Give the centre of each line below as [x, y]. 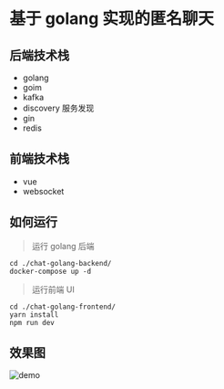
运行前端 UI [53, 289]
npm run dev [32, 322]
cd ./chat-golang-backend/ [61, 263]
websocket [43, 191]
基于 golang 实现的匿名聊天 [112, 19]
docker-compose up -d [51, 271]
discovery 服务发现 [58, 108]
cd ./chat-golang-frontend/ [63, 307]
